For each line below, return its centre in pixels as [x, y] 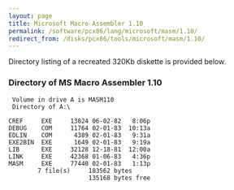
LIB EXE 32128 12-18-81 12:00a [80, 149]
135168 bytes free [119, 178]
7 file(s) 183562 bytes [85, 171]
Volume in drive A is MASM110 [63, 99]
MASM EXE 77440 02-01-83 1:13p [80, 163]
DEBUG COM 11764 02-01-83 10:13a [80, 128]
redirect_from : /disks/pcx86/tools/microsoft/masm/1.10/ [107, 39]
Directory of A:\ [41, 106]
